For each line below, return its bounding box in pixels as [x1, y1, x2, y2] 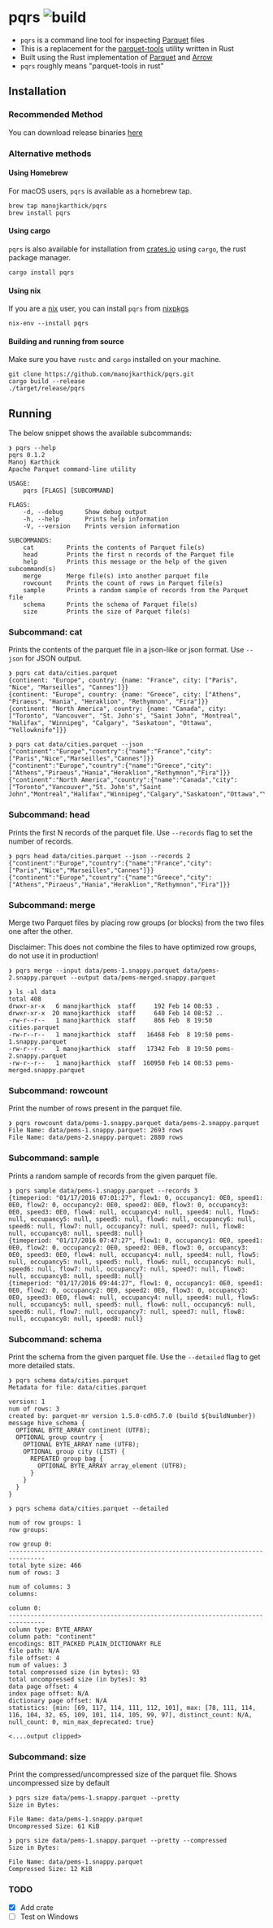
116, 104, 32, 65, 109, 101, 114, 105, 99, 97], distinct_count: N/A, [8, 1711, 253, 1719]
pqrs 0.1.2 [8, 451, 45, 460]
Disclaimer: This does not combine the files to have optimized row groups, [8, 942, 258, 952]
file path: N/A [8, 1647, 60, 1655]
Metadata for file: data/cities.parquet [8, 1383, 148, 1391]
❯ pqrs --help [8, 444, 57, 452]
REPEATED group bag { [29, 1455, 104, 1463]
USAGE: [8, 480, 31, 488]
